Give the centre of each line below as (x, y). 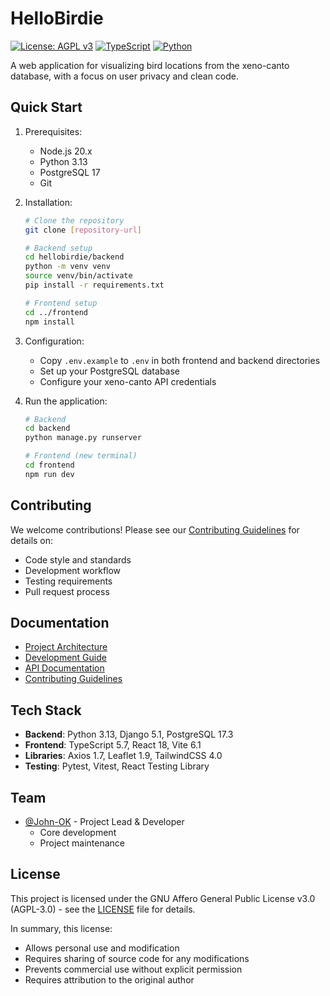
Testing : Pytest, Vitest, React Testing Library (117, 766)
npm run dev (49, 474)
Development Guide (65, 658)
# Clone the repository (74, 220)
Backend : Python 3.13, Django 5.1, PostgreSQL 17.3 (129, 734)
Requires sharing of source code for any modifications (137, 958)
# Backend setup (58, 248)
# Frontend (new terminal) (81, 456)
